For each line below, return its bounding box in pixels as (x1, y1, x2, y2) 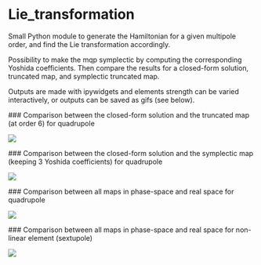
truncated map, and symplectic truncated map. (8, 71, 160, 81)
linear (8, 233, 27, 242)
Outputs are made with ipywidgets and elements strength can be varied (8, 86, 239, 96)
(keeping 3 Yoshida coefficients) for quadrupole (8, 157, 163, 166)
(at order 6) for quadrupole (8, 118, 96, 128)
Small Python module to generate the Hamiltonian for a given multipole (8, 31, 237, 41)
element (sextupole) (27, 233, 92, 242)
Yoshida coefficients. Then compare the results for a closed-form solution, (8, 63, 249, 72)
